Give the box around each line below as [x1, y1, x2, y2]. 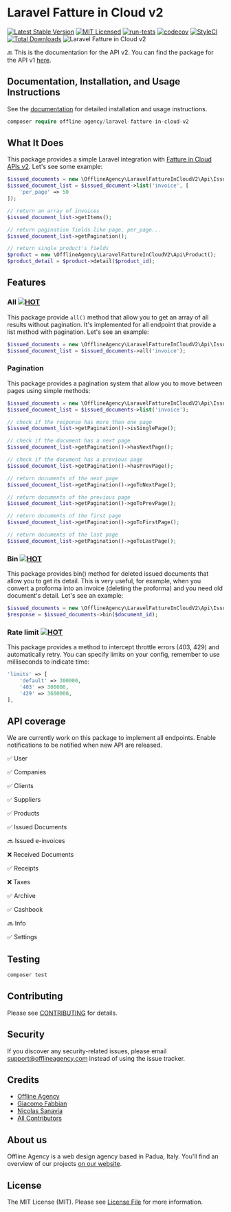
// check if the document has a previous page [7, 456, 143, 463]
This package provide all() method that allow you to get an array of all [7, 313, 209, 321]
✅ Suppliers [7, 796, 41, 804]
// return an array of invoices [7, 207, 100, 214]
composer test [7, 972, 48, 978]
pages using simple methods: [7, 386, 91, 394]
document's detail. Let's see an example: [7, 592, 124, 600]
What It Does [7, 137, 64, 149]
